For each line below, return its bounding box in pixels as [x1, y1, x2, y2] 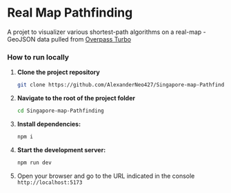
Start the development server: [17, 145, 106, 154]
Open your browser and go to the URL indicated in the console [17, 172, 195, 180]
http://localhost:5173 [17, 178, 83, 186]
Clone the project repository [17, 68, 100, 77]
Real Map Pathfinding [7, 5, 133, 21]
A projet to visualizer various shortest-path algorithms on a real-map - [7, 28, 207, 36]
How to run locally [7, 52, 70, 62]
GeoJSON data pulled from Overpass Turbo [7, 35, 132, 43]
